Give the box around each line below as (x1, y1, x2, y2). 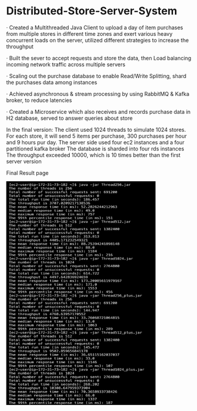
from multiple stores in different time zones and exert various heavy (6, 30, 173, 37)
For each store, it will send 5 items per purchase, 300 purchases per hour (6, 132, 187, 140)
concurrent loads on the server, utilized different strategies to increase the (6, 36, 189, 44)
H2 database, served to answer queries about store (6, 115, 133, 122)
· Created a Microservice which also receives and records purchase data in (6, 108, 191, 115)
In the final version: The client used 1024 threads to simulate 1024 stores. (6, 126, 186, 133)
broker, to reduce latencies (6, 97, 72, 104)
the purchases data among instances (6, 79, 97, 86)
